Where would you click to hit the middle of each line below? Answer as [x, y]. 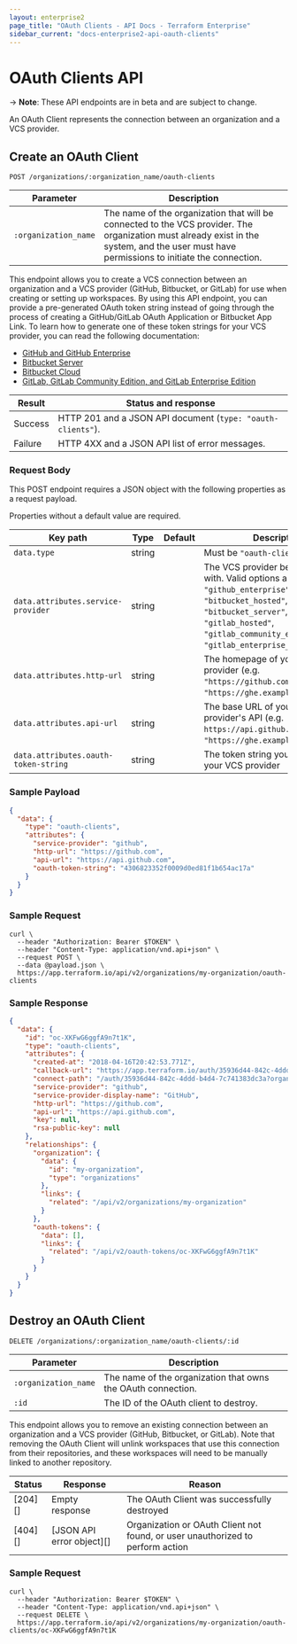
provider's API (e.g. [244, 718]
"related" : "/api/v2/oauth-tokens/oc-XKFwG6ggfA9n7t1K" [153, 1252]
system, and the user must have [170, 246]
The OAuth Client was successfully [199, 1499]
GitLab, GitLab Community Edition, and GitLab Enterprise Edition [139, 381]
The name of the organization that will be [189, 214]
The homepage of [241, 659]
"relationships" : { [61, 1145]
